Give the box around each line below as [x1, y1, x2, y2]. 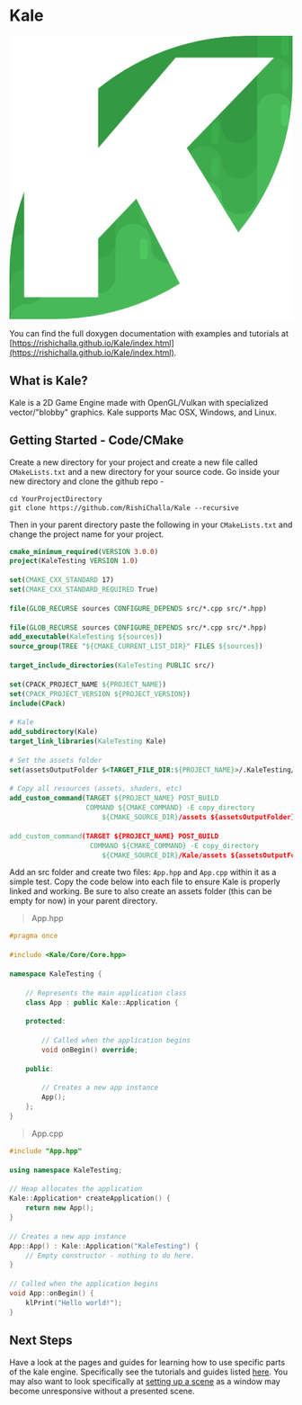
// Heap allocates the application [9, 1185, 143, 1194]
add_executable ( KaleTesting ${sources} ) [9, 632, 164, 641]
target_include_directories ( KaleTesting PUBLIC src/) [9, 661, 216, 670]
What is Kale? [9, 373, 88, 389]
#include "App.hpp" [9, 1146, 83, 1156]
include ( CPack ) [9, 699, 67, 708]
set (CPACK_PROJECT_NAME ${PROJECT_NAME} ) [9, 680, 167, 689]
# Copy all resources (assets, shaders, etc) [9, 784, 182, 793]
